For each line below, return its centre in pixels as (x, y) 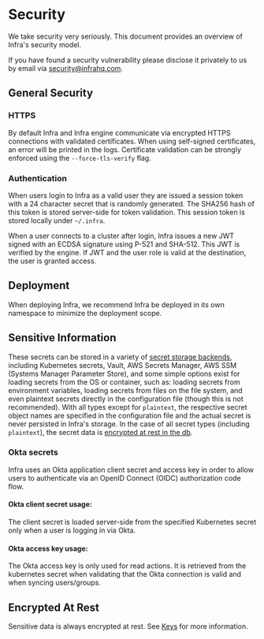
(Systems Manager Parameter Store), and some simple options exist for (124, 373)
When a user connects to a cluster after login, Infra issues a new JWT (121, 236)
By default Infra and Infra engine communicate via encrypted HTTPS (119, 132)
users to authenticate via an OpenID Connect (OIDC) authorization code (125, 477)
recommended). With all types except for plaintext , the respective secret (128, 407)
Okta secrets (33, 452)
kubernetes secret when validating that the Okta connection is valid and (125, 574)
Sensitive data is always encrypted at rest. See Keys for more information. (128, 626)
